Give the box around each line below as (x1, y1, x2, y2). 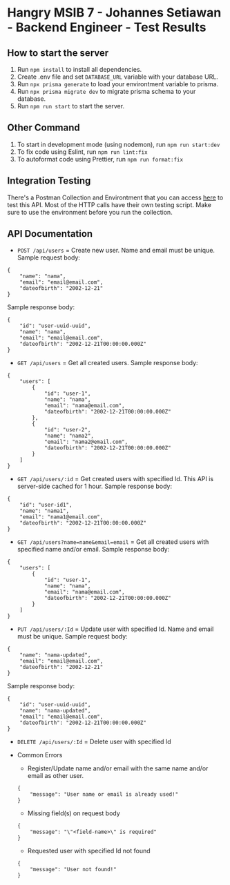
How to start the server (7, 47, 109, 59)
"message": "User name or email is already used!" (30, 791, 179, 798)
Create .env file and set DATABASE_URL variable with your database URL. (17, 72, 219, 81)
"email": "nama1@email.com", (19, 514, 104, 521)
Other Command (7, 122, 81, 134)
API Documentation (7, 228, 93, 240)
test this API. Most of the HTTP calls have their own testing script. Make (7, 200, 212, 208)
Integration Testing (7, 175, 91, 187)
